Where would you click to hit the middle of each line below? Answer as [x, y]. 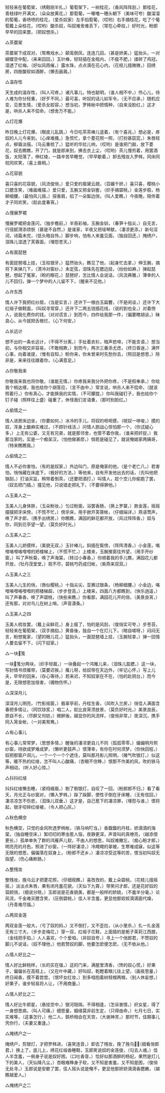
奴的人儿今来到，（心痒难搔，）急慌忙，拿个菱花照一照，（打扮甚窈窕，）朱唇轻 [82, 138]
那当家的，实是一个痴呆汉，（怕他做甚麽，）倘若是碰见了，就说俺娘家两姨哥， [82, 439]
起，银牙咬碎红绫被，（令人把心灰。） [42, 807]
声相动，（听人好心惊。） [29, 767]
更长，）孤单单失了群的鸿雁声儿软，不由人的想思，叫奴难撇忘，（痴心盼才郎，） [82, 840]
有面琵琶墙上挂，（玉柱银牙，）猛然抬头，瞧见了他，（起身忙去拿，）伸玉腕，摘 [82, 263]
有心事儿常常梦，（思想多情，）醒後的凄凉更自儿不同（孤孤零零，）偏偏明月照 [82, 743]
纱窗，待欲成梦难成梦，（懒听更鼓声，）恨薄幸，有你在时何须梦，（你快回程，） [82, 749]
